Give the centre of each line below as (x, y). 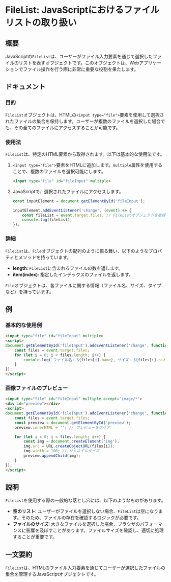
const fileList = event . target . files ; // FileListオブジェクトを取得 (94, 215)
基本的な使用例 (24, 325)
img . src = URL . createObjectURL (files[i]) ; (69, 446)
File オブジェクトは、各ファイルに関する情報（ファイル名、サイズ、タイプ (83, 285)
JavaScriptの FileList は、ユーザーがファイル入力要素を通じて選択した (79, 56)
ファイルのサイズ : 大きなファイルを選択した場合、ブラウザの (76, 524)
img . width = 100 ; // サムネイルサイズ (62, 451)
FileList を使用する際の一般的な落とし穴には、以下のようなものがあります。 (85, 500)
